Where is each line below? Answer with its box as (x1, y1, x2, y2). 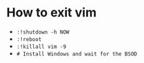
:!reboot (16, 36, 42, 42)
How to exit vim (6, 5, 97, 21)
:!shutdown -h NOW (16, 29, 70, 36)
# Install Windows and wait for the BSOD (16, 50, 137, 58)
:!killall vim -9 (16, 43, 67, 50)
